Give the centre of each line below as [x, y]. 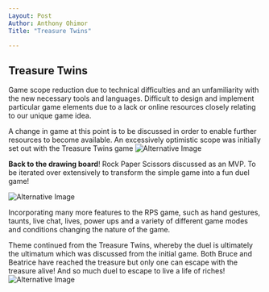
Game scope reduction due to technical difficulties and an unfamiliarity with [134, 90]
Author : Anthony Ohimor [48, 23]
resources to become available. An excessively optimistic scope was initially [135, 140]
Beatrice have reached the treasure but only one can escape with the [123, 262]
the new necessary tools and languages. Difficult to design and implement [131, 98]
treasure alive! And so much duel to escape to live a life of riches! [117, 271]
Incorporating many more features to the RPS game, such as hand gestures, [134, 213]
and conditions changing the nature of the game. [89, 230]
